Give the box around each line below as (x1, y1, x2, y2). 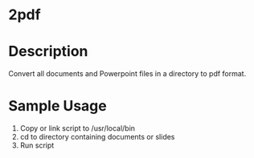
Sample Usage (8, 97, 107, 115)
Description (8, 43, 88, 61)
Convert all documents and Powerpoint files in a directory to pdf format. (8, 69, 247, 79)
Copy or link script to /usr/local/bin (19, 124, 135, 133)
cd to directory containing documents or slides (19, 132, 175, 142)
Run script (19, 140, 55, 150)
